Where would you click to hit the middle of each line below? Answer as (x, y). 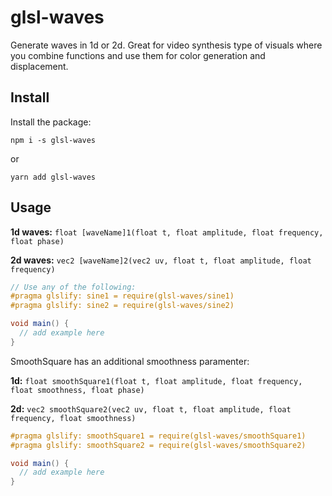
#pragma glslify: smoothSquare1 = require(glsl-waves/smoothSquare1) (158, 436)
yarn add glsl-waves (53, 177)
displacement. (39, 66)
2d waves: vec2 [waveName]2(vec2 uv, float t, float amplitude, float (161, 260)
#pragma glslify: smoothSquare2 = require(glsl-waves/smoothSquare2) (158, 445)
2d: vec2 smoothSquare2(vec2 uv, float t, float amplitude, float (151, 408)
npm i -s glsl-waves (53, 140)
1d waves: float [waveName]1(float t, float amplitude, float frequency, (167, 232)
